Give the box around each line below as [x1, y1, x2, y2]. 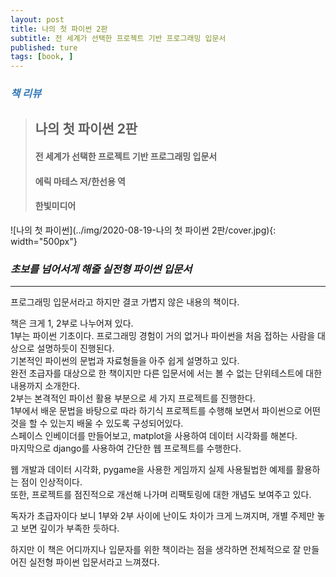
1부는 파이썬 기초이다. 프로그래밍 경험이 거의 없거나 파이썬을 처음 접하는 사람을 [10, 330, 316, 342]
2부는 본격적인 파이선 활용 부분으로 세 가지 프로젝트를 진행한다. [10, 392, 256, 405]
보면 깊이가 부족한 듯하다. [20, 522, 120, 535]
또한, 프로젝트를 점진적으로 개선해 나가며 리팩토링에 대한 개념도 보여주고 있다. [10, 489, 312, 501]
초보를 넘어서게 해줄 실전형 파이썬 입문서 [10, 262, 193, 276]
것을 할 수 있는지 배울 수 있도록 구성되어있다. [10, 417, 184, 430]
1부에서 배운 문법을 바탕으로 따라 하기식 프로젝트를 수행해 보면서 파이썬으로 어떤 [10, 405, 321, 417]
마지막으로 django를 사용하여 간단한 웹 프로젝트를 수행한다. [10, 442, 242, 455]
